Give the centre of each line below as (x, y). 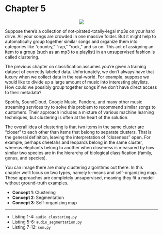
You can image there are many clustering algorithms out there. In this (74, 167)
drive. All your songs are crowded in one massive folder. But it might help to (81, 36)
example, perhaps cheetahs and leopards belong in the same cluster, (74, 142)
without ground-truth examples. (37, 183)
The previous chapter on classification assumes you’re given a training (76, 66)
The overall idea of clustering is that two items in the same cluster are (74, 127)
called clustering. (22, 57)
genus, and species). (26, 158)
